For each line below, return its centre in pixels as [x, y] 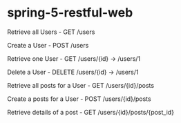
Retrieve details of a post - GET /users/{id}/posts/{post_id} [91, 112]
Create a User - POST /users [48, 45]
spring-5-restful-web [70, 13]
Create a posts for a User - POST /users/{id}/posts [79, 99]
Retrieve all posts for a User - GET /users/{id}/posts [80, 85]
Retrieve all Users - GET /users [51, 32]
